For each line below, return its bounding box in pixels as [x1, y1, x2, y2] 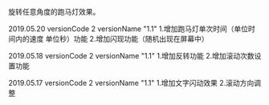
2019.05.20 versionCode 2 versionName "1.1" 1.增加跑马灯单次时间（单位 [8, 24, 249, 34]
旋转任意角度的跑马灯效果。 [8, 7, 100, 16]
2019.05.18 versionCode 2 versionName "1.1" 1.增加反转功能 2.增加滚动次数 [8, 51, 255, 60]
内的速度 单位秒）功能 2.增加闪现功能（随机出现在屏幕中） [14, 34, 209, 43]
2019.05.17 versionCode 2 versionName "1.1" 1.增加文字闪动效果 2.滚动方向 [8, 79, 255, 87]
